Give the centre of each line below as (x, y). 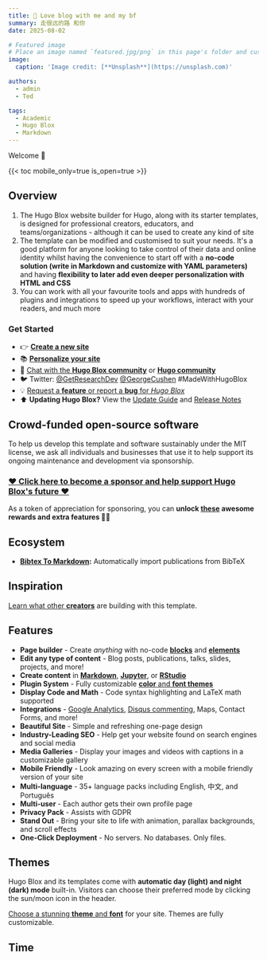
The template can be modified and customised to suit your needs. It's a (136, 241)
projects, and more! (52, 667)
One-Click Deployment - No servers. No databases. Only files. (123, 837)
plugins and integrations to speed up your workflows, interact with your (137, 300)
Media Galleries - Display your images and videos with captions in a (132, 751)
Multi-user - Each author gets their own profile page (106, 803)
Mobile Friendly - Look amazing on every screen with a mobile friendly (136, 768)
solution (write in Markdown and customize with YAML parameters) (133, 266)
